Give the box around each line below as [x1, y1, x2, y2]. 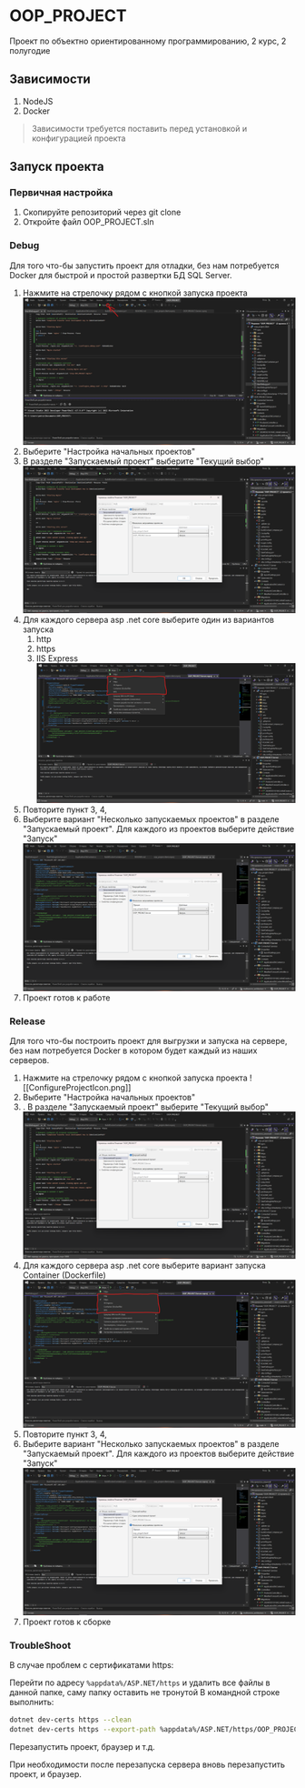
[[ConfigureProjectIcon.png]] [22, 1082, 132, 1093]
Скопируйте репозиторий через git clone [22, 206, 182, 218]
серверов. [9, 1055, 50, 1066]
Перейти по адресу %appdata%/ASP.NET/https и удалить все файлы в [9, 1677, 271, 1688]
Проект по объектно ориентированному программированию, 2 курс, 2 [9, 35, 287, 46]
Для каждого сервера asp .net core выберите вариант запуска [22, 1261, 266, 1271]
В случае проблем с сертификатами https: [9, 1660, 174, 1671]
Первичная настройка [9, 186, 113, 199]
